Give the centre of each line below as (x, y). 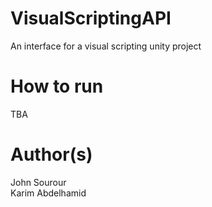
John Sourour (38, 182)
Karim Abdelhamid (48, 193)
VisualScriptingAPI (91, 18)
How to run (57, 86)
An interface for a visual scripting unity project (106, 46)
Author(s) (51, 154)
